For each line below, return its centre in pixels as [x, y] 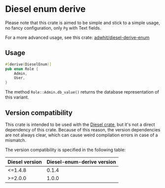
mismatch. [16, 140]
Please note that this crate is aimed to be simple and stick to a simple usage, [82, 23]
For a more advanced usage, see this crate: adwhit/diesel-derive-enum [77, 37]
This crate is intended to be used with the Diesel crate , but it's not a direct [80, 125]
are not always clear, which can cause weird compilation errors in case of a [82, 135]
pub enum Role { [22, 69]
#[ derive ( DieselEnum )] [28, 64]
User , [20, 78]
